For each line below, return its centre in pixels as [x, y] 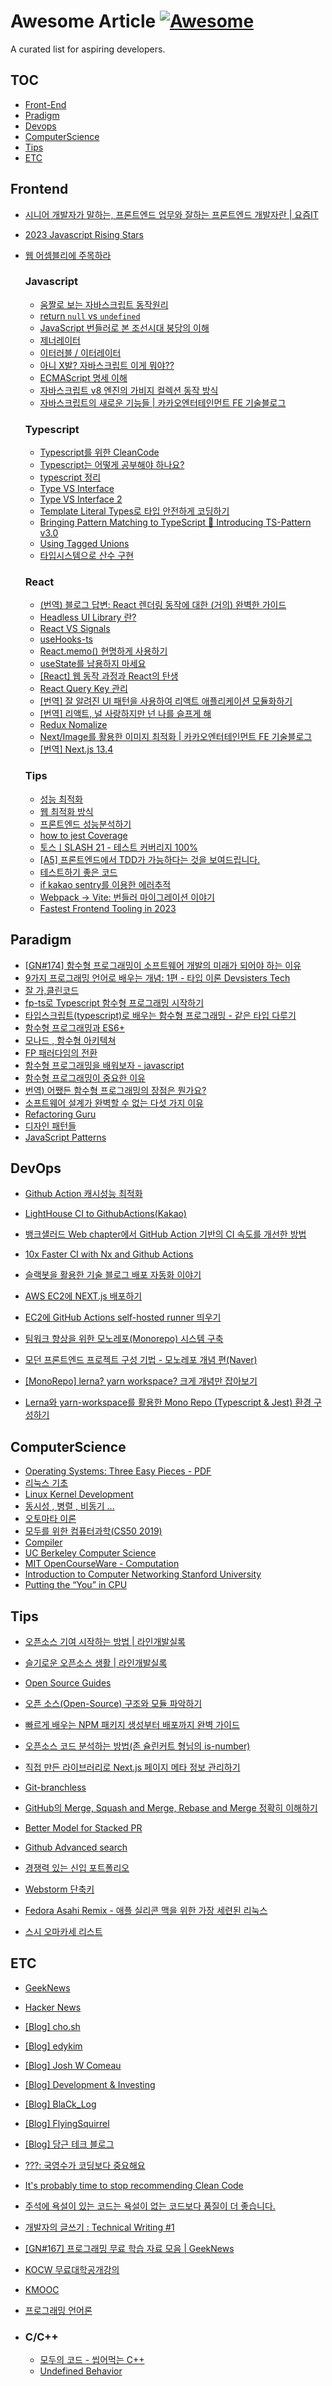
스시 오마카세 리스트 [63, 1931]
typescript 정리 [70, 477]
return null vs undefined [90, 316]
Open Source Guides [68, 1683]
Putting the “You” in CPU [76, 1585]
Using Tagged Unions [84, 544]
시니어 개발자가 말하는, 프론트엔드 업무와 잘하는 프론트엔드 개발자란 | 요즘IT [171, 214]
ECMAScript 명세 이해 [83, 377]
